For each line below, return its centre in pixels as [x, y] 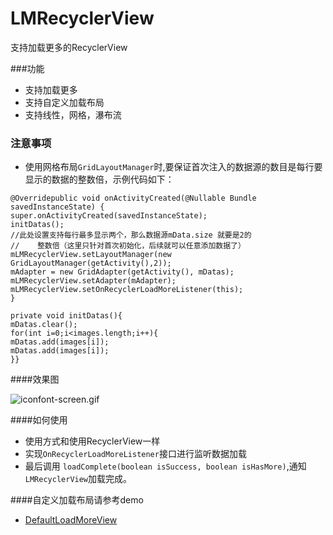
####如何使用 [39, 420]
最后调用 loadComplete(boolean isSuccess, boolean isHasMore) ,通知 [165, 466]
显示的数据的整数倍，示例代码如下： [99, 179]
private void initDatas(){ [66, 316]
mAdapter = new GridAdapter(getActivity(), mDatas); [122, 272]
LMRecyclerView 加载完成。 [78, 479]
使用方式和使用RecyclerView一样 [92, 441]
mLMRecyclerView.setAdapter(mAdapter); [93, 281]
